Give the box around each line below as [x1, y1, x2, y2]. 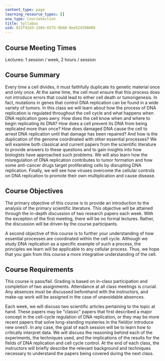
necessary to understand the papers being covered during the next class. [5, 351, 154, 357]
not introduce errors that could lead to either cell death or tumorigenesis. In [5, 94, 158, 100]
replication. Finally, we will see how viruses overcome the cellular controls [5, 167, 155, 173]
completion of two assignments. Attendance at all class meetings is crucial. [5, 283, 157, 290]
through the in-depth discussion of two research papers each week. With [5, 210, 154, 216]
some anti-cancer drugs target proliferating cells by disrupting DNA [5, 162, 141, 168]
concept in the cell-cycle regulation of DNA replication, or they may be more [5, 314, 160, 320]
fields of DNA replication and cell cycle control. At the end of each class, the [5, 340, 160, 346]
